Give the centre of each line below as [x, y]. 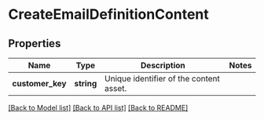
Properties [35, 44]
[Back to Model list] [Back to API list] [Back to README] [98, 108]
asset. [116, 88]
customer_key [39, 84]
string [86, 84]
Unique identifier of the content [162, 78]
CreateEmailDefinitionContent [109, 15]
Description [163, 65]
